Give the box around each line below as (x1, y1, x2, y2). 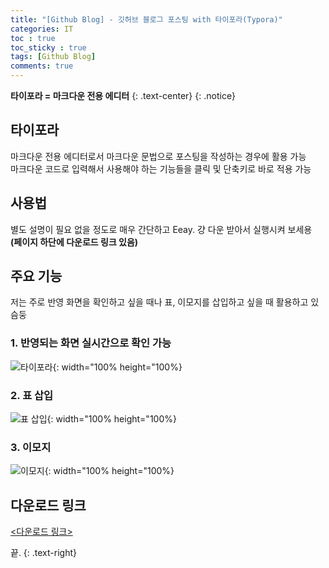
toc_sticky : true (10, 42, 87, 53)
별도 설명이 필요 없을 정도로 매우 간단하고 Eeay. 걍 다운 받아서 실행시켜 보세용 (10, 223, 313, 235)
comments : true (10, 61, 74, 71)
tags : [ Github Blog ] (10, 52, 97, 62)
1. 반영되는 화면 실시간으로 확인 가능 (10, 336, 172, 350)
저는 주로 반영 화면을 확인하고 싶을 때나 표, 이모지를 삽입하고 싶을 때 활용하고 (10, 296, 309, 308)
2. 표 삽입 (10, 388, 54, 402)
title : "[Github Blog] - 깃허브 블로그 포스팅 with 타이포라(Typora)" (10, 14, 283, 25)
